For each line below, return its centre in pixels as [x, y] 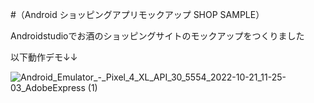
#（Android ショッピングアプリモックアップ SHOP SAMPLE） [137, 14]
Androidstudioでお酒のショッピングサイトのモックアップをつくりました [157, 36]
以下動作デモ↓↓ [44, 57]
